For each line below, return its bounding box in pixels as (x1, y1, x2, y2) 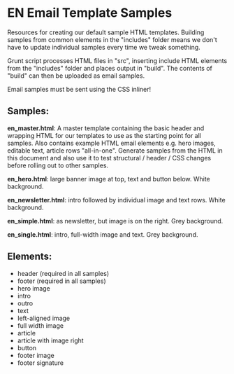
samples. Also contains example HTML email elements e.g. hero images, (7, 139, 216, 147)
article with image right (17, 336, 84, 345)
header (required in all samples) (17, 269, 110, 277)
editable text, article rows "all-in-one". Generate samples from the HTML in (7, 146, 223, 155)
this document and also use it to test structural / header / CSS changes (7, 153, 212, 162)
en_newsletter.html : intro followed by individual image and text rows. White (7, 195, 226, 204)
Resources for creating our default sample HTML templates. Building (7, 28, 205, 36)
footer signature (17, 359, 64, 367)
